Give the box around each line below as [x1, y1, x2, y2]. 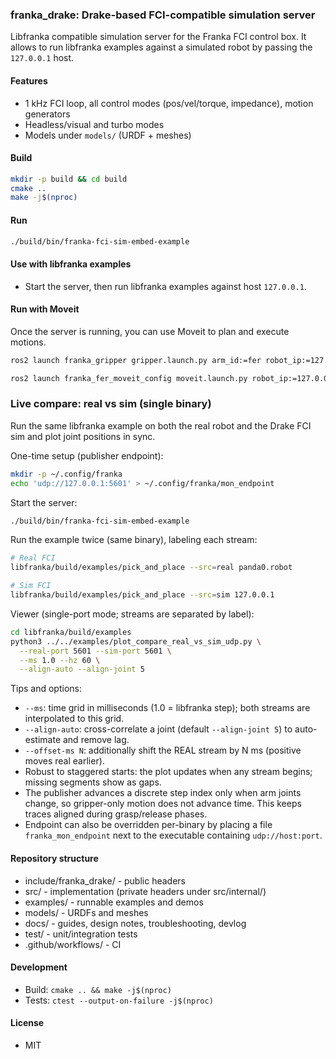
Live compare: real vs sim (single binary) [10, 397, 212, 411]
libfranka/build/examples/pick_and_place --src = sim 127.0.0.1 [10, 590, 275, 600]
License [10, 1017, 45, 1029]
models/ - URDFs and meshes [24, 906, 149, 918]
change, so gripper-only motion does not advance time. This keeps [24, 798, 302, 810]
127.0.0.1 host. [10, 52, 75, 64]
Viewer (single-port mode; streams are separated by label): [10, 608, 255, 620]
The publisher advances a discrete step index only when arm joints [24, 787, 302, 799]
